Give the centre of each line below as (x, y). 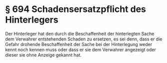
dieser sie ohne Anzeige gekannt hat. (43, 55)
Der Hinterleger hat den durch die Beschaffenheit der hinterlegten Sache (80, 33)
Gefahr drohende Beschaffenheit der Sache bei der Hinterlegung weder (79, 44)
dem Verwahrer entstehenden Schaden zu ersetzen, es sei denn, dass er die (84, 39)
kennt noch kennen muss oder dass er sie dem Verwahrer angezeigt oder (81, 49)
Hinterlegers (32, 20)
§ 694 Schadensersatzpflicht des (76, 9)
